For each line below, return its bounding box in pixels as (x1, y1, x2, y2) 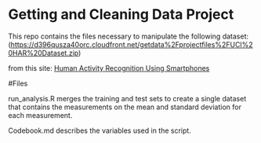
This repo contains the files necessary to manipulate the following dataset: (8, 31, 249, 41)
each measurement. (8, 110, 73, 119)
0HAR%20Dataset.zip (8, 48, 79, 57)
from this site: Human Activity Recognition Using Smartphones (8, 63, 210, 72)
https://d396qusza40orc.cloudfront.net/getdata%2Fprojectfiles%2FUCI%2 (10, 39, 253, 49)
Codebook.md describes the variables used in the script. (8, 126, 192, 135)
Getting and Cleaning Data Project (8, 5, 234, 24)
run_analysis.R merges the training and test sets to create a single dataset (8, 93, 247, 103)
